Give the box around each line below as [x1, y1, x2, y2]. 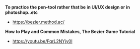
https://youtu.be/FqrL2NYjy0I [12, 38, 73, 44]
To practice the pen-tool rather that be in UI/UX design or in [5, 4, 130, 10]
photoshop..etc [5, 9, 38, 15]
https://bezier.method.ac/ [12, 19, 65, 25]
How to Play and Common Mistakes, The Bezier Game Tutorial [5, 29, 136, 34]
